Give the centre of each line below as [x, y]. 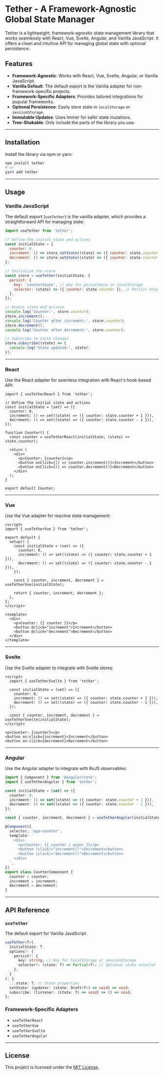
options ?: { [22, 951]
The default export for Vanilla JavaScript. [46, 933]
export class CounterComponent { [39, 872]
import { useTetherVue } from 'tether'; [47, 529]
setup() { [19, 542]
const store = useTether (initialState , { [48, 275]
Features [19, 64]
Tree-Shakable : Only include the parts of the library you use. [73, 122]
